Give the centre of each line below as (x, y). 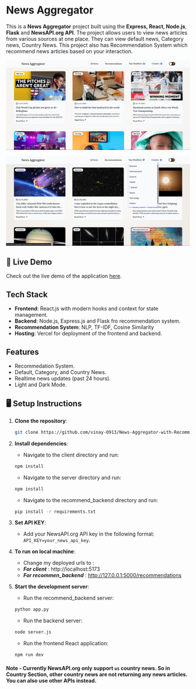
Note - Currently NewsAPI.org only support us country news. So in (88, 668)
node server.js (33, 632)
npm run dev (29, 655)
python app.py (32, 609)
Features (22, 352)
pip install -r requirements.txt (55, 512)
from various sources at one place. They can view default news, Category (95, 39)
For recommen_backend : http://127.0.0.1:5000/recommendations (102, 575)
